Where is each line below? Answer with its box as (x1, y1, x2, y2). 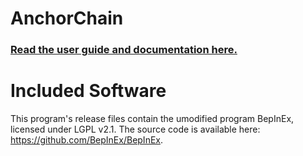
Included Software (10, 80, 167, 102)
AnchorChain (10, 7, 124, 30)
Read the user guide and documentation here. (10, 43, 238, 57)
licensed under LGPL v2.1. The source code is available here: (10, 123, 261, 136)
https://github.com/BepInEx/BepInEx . (10, 134, 164, 146)
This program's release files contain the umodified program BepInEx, (10, 113, 295, 125)
